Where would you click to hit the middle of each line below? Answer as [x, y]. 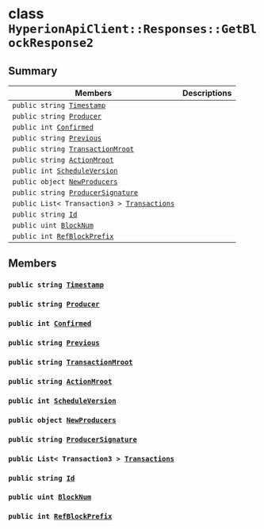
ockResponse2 [51, 43]
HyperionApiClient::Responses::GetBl [133, 29]
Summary [33, 71]
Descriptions [207, 93]
